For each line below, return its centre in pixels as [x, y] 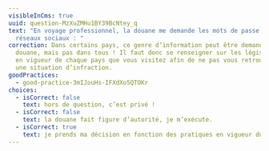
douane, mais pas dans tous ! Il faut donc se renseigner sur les [128, 53]
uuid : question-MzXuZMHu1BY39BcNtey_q [73, 23]
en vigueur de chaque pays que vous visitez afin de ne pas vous [127, 61]
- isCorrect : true [46, 127]
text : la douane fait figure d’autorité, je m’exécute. [118, 120]
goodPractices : [34, 75]
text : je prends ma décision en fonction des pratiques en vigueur [137, 134]
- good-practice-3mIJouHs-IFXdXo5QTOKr [82, 82]
